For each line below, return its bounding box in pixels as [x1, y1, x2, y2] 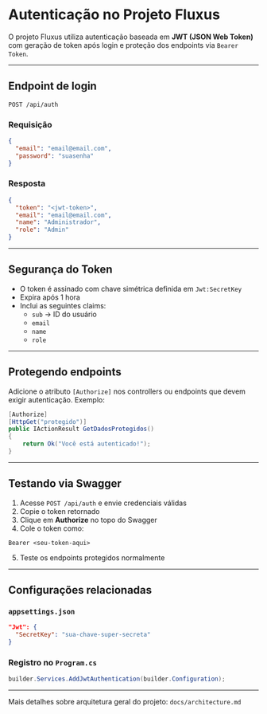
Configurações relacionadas [8, 583, 153, 597]
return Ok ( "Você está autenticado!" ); [22, 440, 151, 448]
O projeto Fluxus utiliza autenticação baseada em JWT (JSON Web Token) [8, 32, 253, 41]
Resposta [8, 178, 46, 189]
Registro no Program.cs [8, 657, 98, 669]
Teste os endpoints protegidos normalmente [19, 552, 165, 563]
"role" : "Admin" [15, 226, 69, 234]
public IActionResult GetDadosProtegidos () [8, 425, 155, 433]
